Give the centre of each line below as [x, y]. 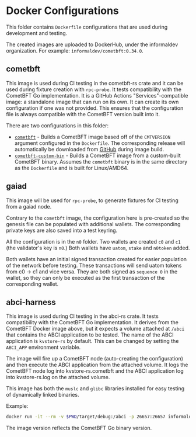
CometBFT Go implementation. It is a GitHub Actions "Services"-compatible [97, 95]
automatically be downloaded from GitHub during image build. [89, 149]
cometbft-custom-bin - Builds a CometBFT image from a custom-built [97, 155]
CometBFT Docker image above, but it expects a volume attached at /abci [95, 329]
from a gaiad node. [29, 206]
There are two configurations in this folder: [57, 125]
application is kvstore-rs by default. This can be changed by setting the [92, 341]
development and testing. [37, 33]
